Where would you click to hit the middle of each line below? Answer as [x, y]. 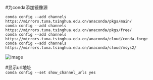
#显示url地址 [18, 67]
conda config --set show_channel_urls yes [50, 72]
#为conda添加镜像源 [27, 7]
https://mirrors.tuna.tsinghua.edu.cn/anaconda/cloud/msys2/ [71, 48]
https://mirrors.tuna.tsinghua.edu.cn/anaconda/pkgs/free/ [69, 30]
